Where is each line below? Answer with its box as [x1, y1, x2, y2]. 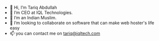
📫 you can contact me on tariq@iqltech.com [9, 30, 100, 36]
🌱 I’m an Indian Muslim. [9, 15, 57, 20]
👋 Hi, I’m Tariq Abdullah [9, 5, 57, 10]
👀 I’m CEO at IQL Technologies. [9, 10, 73, 15]
